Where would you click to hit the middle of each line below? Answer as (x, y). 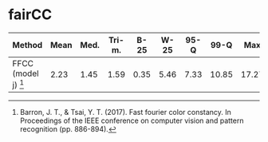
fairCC (30, 15)
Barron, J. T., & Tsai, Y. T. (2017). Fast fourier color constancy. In (125, 112)
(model (26, 73)
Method (28, 45)
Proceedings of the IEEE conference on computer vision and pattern (132, 120)
